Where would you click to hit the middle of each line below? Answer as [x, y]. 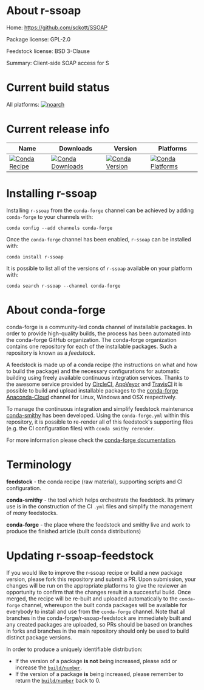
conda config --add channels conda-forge [59, 228]
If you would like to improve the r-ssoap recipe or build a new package [95, 572]
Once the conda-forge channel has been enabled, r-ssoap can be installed [99, 239]
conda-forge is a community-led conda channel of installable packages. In [99, 327]
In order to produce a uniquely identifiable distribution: [74, 649]
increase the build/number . [49, 667]
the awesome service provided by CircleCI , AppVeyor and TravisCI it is [95, 384]
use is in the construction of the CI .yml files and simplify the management [99, 506]
